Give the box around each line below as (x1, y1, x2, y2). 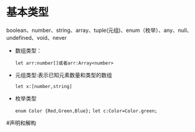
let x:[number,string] (14, 83, 72, 89)
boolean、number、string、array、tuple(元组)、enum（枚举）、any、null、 (6, 27, 193, 34)
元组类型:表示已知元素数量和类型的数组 (14, 71, 112, 78)
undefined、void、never (6, 34, 68, 41)
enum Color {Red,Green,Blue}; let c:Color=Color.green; (14, 108, 158, 114)
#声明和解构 (6, 119, 36, 127)
